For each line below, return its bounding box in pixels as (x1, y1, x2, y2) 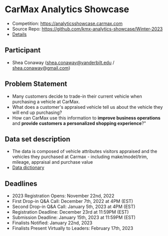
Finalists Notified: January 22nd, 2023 (12, 220, 92, 226)
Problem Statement (5, 80, 68, 88)
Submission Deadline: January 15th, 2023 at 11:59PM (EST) (12, 215, 136, 221)
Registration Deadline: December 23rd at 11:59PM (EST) (12, 209, 129, 215)
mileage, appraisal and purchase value (12, 159, 93, 165)
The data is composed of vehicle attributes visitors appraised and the (12, 149, 158, 155)
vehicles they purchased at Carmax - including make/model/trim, (12, 154, 148, 160)
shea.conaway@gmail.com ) (12, 65, 71, 71)
